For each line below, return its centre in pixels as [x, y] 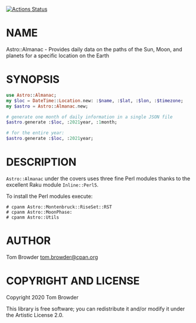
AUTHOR [29, 241]
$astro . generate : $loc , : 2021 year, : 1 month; [62, 122]
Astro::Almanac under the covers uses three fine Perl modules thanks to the [98, 178]
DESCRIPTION [41, 162]
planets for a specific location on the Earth [58, 56]
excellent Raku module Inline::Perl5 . [52, 185]
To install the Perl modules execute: [50, 196]
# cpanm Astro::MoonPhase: [39, 212]
